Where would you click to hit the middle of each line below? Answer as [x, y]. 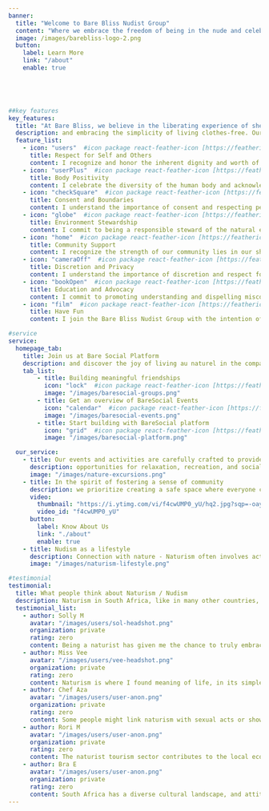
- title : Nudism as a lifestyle [76, 549]
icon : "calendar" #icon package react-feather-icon [134, 408]
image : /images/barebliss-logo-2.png [78, 38]
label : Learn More [53, 53]
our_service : [37, 452]
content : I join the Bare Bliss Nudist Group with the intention [141, 319]
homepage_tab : [39, 348]
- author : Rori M [52, 727]
